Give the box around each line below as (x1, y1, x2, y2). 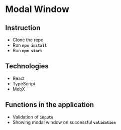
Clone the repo (12, 37, 44, 43)
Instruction (5, 24, 41, 32)
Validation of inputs (12, 114, 54, 120)
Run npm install (12, 42, 47, 48)
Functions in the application (5, 100, 94, 109)
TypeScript (12, 80, 36, 86)
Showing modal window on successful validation (12, 119, 116, 125)
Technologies (5, 62, 49, 71)
